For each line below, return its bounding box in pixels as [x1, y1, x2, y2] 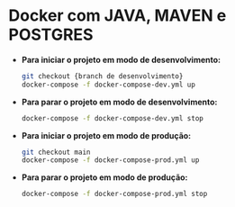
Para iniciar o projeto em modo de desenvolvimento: [21, 54, 221, 65]
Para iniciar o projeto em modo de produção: [21, 130, 192, 140]
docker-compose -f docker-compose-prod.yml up [21, 156, 200, 165]
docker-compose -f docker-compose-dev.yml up [21, 80, 195, 89]
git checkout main [21, 148, 91, 157]
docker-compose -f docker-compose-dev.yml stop [21, 113, 203, 122]
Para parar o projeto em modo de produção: [21, 172, 188, 183]
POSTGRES [8, 24, 94, 45]
